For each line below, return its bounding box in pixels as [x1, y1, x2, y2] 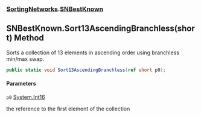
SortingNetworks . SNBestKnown [6, 5, 104, 13]
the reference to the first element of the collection [6, 105, 130, 112]
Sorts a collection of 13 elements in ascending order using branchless [6, 49, 180, 56]
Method [14, 33, 44, 43]
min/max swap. [6, 55, 44, 62]
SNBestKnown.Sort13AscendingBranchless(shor [6, 24, 195, 34]
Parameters [6, 80, 36, 87]
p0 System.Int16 [6, 93, 45, 101]
